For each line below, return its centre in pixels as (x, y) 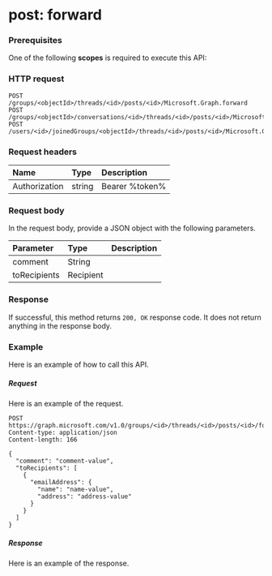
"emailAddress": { (61, 482)
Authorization (38, 187)
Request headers (43, 152)
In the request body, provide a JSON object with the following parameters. (132, 228)
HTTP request (36, 79)
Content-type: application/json (63, 432)
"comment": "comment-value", (65, 461)
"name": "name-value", (76, 489)
